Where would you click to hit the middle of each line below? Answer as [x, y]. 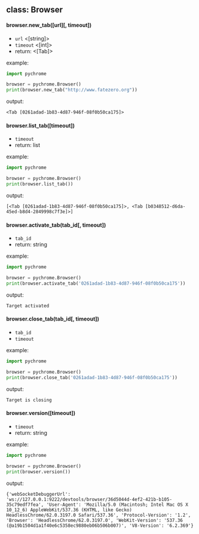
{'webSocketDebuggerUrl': [38, 494]
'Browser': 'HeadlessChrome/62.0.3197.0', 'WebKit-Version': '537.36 [95, 520]
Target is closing [29, 400]
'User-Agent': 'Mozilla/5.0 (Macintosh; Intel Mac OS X [117, 505]
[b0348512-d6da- [166, 207]
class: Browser [34, 10]
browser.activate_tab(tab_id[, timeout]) [56, 225]
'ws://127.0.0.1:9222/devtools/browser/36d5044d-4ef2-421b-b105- [89, 499]
